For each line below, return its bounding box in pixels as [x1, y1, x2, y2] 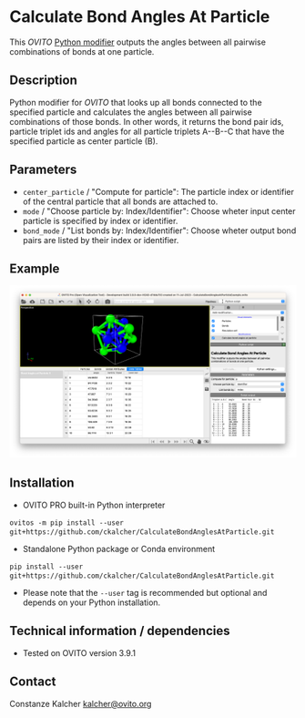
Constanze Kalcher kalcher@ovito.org [9, 698, 152, 709]
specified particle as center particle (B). [9, 135, 158, 147]
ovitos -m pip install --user [9, 518, 125, 528]
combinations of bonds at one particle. [9, 46, 155, 56]
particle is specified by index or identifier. [22, 215, 178, 226]
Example [9, 261, 60, 276]
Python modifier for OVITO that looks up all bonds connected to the [9, 97, 262, 108]
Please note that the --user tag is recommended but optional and [22, 587, 268, 598]
